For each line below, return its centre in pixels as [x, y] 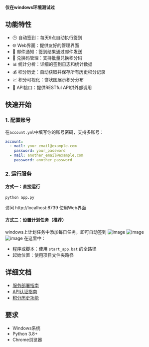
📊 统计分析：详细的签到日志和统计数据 [52, 64]
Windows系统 [26, 328]
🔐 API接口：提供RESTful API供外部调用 [52, 87]
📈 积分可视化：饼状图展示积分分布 [48, 79]
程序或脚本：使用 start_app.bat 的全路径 [54, 249]
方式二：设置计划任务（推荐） [36, 220]
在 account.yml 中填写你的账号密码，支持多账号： [55, 132]
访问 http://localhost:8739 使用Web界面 [46, 207]
